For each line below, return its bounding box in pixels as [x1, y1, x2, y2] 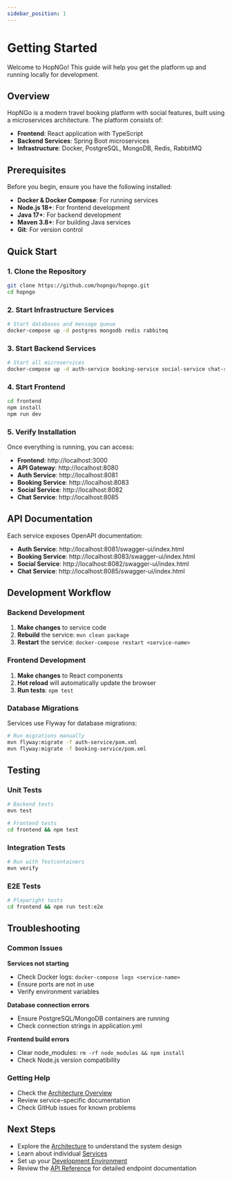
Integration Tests [7, 842, 66, 852]
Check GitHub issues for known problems [17, 1103, 136, 1112]
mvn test [7, 808, 32, 815]
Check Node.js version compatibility [17, 1056, 121, 1064]
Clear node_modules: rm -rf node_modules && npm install [17, 1048, 185, 1056]
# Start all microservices [7, 359, 85, 366]
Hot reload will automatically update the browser [17, 678, 157, 686]
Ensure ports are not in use [17, 979, 95, 988]
